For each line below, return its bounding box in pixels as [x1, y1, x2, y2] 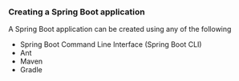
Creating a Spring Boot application [8, 6, 146, 17]
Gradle [19, 65, 43, 75]
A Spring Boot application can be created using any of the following [8, 25, 232, 34]
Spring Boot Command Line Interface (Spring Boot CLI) [19, 40, 202, 49]
